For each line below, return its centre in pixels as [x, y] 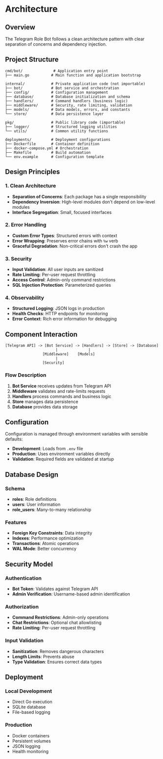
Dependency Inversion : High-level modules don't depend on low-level [83, 202]
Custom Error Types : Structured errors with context [65, 235]
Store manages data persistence [45, 402]
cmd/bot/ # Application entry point [57, 71]
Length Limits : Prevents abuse [43, 656]
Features [16, 522]
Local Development [29, 691]
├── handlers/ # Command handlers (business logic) [67, 101]
